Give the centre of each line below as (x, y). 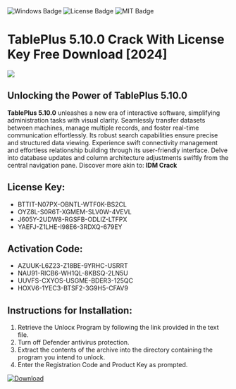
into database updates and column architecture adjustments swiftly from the (118, 157)
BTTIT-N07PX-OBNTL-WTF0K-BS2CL (72, 204)
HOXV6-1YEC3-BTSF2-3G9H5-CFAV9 (73, 288)
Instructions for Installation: (70, 310)
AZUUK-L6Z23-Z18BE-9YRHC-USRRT (73, 266)
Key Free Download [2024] (87, 55)
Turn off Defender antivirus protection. (73, 342)
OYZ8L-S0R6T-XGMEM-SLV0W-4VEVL (74, 211)
